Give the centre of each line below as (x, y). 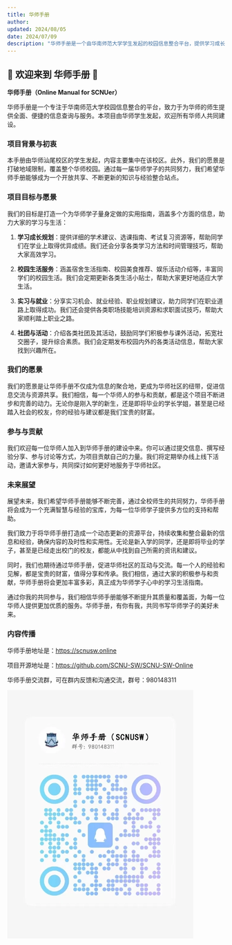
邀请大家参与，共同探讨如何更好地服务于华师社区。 (91, 465)
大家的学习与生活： (40, 222)
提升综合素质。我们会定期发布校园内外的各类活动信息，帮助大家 (132, 341)
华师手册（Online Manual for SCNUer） (64, 92)
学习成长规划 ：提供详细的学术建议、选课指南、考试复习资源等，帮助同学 (120, 237)
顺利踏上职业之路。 (50, 318)
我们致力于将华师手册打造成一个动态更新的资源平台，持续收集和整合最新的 (113, 533)
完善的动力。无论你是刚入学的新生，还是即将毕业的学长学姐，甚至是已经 (122, 403)
